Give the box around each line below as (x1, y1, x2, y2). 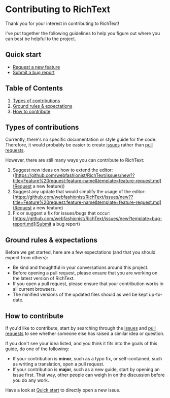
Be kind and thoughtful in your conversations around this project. (12, 264, 149, 270)
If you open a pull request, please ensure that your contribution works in (12, 281, 164, 287)
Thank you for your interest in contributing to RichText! (5, 20, 119, 26)
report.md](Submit (12, 221, 52, 227)
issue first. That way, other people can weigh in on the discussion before (12, 372, 165, 378)
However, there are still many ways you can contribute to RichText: (5, 157, 145, 163)
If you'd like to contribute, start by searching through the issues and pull (5, 325, 156, 331)
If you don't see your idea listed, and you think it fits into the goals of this (5, 341, 158, 346)
